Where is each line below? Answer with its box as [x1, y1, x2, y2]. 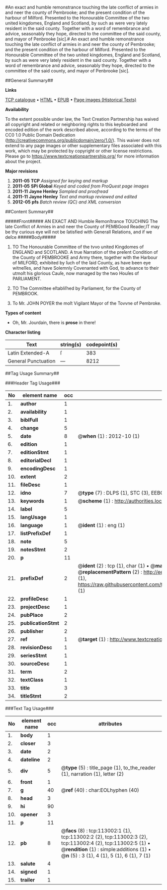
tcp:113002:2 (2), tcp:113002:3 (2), [61, 834, 148, 840]
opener [20, 811, 38, 818]
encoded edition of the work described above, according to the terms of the [5, 127, 161, 133]
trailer [20, 877, 35, 883]
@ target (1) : [78, 636, 109, 643]
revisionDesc [20, 644, 52, 651]
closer [20, 740, 36, 747]
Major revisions [5, 168, 38, 174]
